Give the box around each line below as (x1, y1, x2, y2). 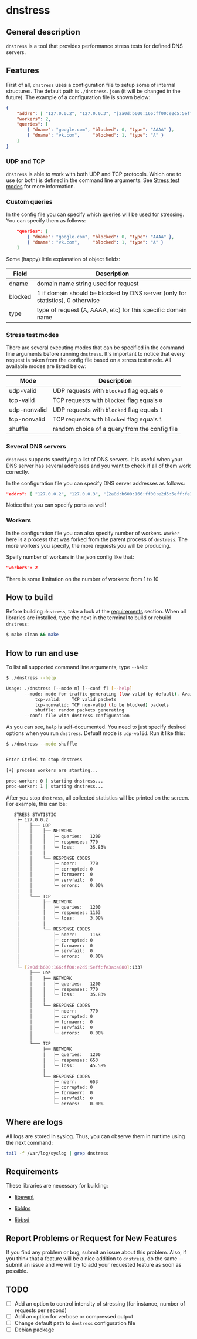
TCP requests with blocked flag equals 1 (52, 415, 162, 423)
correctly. (6, 468, 29, 475)
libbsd (14, 1216, 30, 1223)
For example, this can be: (6, 800, 67, 807)
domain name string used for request (36, 279, 139, 288)
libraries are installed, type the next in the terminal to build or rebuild (6, 614, 171, 621)
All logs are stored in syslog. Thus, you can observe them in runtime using (6, 1132, 185, 1139)
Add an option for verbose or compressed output (14, 1313, 134, 1320)
